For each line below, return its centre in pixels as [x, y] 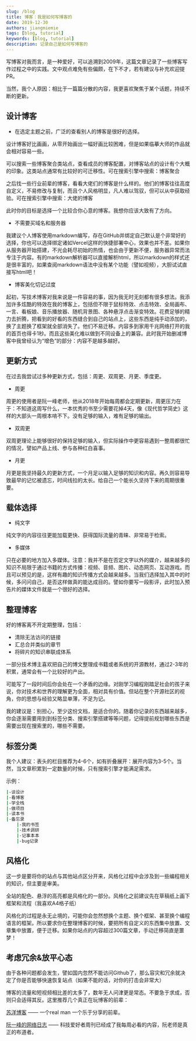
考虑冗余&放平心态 [39, 958]
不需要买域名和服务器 [40, 222]
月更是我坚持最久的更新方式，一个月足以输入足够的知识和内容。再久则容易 [95, 472]
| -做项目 [15, 809]
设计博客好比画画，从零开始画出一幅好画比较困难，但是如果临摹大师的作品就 [98, 143]
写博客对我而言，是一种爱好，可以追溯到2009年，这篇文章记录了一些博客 [94, 61]
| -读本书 [15, 814]
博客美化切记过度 [35, 284]
